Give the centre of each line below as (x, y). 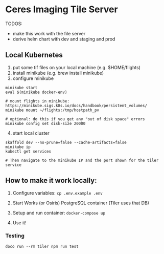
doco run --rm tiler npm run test (42, 246)
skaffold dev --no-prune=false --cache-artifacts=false (66, 142)
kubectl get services (28, 151)
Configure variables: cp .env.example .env (58, 193)
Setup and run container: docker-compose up (59, 213)
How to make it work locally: (51, 181)
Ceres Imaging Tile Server (62, 9)
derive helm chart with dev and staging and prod (64, 39)
